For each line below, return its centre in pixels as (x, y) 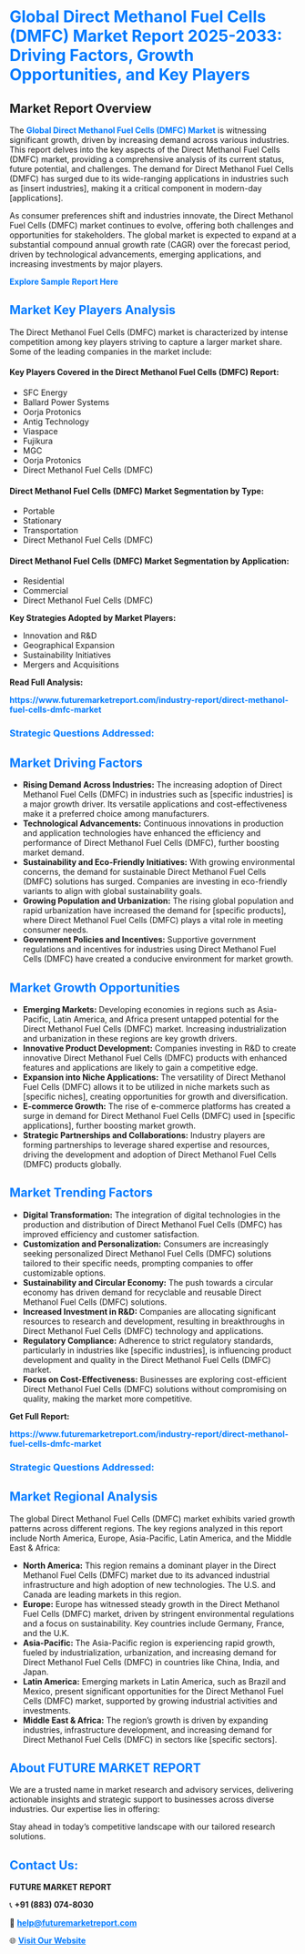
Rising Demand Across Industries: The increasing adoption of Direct (152, 785)
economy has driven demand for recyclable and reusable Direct (142, 1292)
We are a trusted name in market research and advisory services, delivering (152, 1790)
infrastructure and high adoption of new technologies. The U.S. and (149, 1584)
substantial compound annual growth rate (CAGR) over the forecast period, (150, 244)
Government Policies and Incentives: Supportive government (139, 940)
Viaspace (40, 432)
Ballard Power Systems (66, 402)
